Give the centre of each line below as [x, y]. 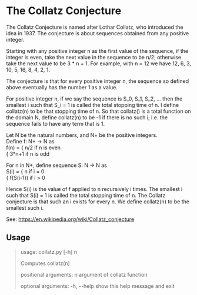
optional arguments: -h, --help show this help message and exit [97, 286]
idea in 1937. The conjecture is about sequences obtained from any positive [98, 33]
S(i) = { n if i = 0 [25, 171]
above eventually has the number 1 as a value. [62, 87]
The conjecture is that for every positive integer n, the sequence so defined [98, 81]
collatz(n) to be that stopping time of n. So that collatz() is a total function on [98, 111]
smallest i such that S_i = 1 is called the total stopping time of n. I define [93, 105]
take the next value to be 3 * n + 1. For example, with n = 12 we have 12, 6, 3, [98, 63]
